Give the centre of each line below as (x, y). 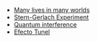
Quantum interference (45, 24)
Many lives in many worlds (52, 10)
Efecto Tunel (32, 32)
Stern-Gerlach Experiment (51, 17)
